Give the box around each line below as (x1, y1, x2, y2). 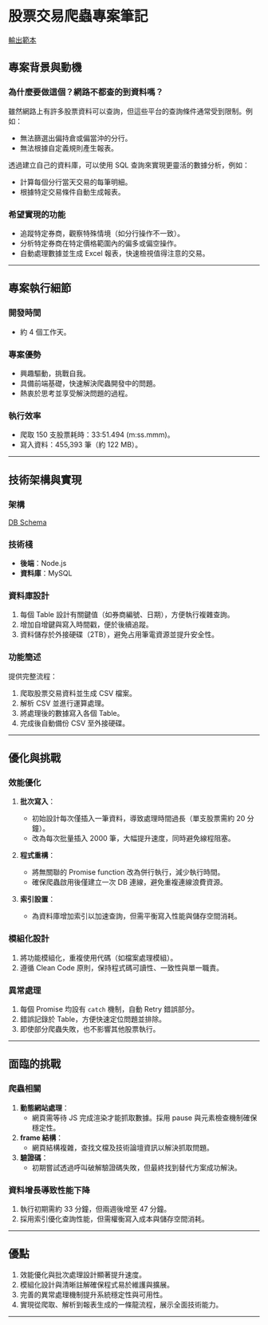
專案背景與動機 (8, 61, 82, 74)
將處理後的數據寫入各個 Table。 (19, 708, 124, 718)
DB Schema (8, 517, 47, 527)
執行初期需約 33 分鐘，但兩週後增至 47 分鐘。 (19, 1205, 171, 1214)
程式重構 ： (19, 851, 56, 860)
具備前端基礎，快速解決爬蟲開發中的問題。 (19, 378, 160, 387)
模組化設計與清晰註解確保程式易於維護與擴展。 (19, 1280, 174, 1289)
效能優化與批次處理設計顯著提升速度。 (19, 1269, 146, 1280)
